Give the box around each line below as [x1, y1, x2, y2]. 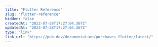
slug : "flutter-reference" [5, 12, 61, 17]
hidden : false [5, 16, 35, 21]
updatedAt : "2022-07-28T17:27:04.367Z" [5, 25, 87, 30]
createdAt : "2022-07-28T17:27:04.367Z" [5, 21, 87, 26]
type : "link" [5, 30, 32, 35]
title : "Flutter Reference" [5, 7, 63, 12]
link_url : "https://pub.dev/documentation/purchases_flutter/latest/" [5, 35, 154, 40]
